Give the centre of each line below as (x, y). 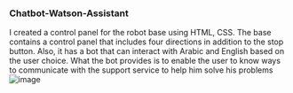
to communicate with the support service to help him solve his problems (141, 70)
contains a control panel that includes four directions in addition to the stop (146, 42)
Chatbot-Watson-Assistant (69, 13)
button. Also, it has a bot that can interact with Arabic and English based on (147, 51)
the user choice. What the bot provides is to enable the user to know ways (145, 61)
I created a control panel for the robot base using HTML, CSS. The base (140, 33)
